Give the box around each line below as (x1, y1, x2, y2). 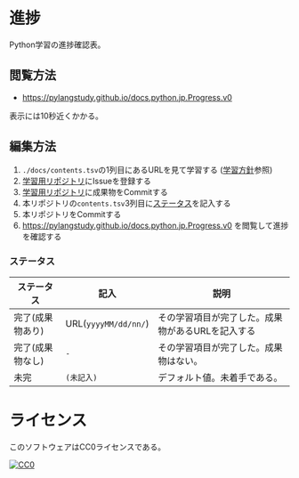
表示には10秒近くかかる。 (9, 110, 104, 121)
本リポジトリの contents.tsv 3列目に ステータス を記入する (21, 198, 231, 208)
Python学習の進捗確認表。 (9, 39, 106, 50)
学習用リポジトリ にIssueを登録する (21, 175, 151, 186)
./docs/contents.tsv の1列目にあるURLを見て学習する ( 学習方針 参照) (21, 164, 273, 174)
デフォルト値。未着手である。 (158, 371, 283, 384)
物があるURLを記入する (158, 324, 256, 336)
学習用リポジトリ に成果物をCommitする (21, 186, 168, 197)
